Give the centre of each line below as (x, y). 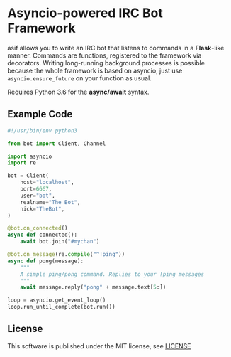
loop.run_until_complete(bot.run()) (61, 307)
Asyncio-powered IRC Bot (85, 13)
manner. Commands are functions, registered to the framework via (105, 55)
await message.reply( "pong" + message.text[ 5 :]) (93, 287)
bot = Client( (28, 176)
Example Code (40, 114)
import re (22, 163)
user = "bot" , (38, 196)
